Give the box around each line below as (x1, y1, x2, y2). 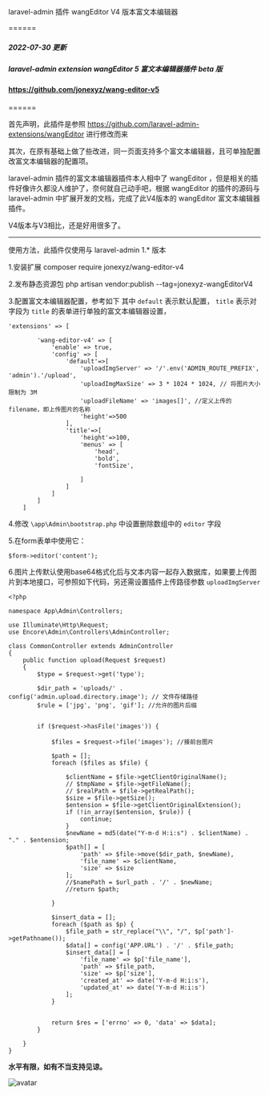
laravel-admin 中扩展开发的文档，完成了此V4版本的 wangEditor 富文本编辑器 (8, 193, 260, 203)
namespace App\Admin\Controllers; (8, 606, 124, 615)
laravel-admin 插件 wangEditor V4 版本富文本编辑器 (8, 7, 179, 16)
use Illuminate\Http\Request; (8, 621, 110, 629)
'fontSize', (94, 461, 134, 469)
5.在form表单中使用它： (8, 536, 86, 545)
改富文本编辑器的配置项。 (8, 156, 93, 166)
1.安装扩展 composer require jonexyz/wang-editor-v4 (8, 262, 184, 271)
